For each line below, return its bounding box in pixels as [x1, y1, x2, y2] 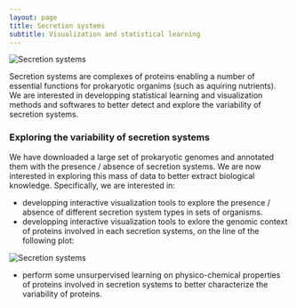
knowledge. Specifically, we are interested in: [9, 180, 176, 190]
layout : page [9, 12, 58, 22]
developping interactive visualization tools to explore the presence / [21, 197, 271, 207]
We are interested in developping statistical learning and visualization [9, 90, 263, 101]
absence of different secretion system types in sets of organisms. [21, 207, 263, 217]
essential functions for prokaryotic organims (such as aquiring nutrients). [9, 81, 277, 92]
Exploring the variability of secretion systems [9, 131, 211, 143]
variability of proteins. [21, 288, 102, 299]
